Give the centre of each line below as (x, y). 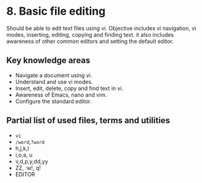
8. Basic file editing (56, 11)
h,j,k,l (22, 148)
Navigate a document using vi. (54, 75)
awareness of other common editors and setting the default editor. (90, 41)
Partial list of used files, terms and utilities (88, 121)
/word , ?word (30, 141)
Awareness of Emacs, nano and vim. (61, 95)
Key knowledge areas (48, 60)
